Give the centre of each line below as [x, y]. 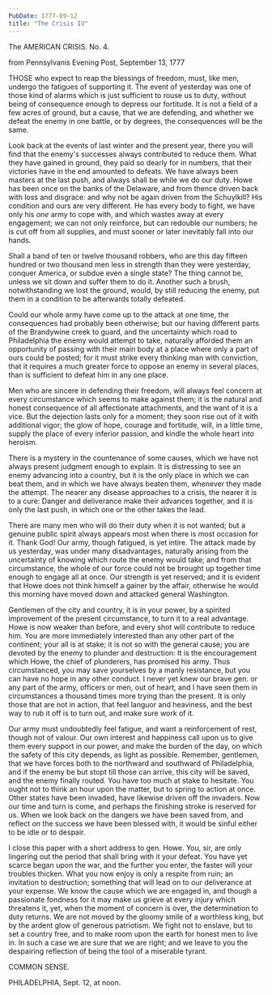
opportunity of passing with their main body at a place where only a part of [134, 348]
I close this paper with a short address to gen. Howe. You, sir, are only [125, 848]
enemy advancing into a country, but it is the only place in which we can [129, 475]
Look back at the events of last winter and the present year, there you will [131, 145]
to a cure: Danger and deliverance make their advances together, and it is [131, 501]
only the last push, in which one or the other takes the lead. [107, 509]
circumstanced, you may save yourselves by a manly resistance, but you [130, 670]
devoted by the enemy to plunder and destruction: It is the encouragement [133, 652]
